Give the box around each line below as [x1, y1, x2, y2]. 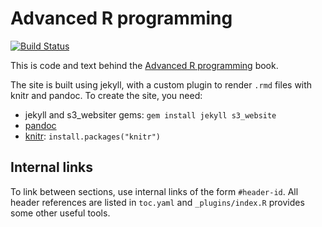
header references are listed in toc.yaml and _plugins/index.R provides [10, 196, 305, 208]
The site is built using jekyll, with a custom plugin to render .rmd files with [10, 78, 313, 91]
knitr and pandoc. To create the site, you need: [10, 89, 203, 101]
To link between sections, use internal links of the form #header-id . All [10, 185, 299, 197]
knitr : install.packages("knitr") [24, 130, 161, 142]
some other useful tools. [10, 207, 111, 219]
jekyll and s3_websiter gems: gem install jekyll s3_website [24, 108, 277, 121]
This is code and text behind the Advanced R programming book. [10, 59, 279, 71]
